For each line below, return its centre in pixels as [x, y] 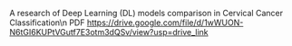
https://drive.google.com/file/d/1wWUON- [165, 23]
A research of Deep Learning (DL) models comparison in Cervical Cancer [146, 13]
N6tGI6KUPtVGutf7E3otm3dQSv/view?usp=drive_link [109, 32]
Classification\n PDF [47, 23]
